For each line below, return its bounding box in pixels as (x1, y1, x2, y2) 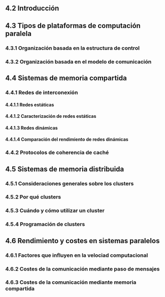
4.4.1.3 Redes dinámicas (5, 124, 58, 131)
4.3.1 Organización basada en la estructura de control (5, 44, 140, 51)
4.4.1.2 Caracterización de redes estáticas (5, 113, 96, 119)
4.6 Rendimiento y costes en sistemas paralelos (5, 236, 160, 245)
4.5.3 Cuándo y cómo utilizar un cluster (5, 207, 105, 214)
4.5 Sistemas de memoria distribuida (5, 164, 124, 173)
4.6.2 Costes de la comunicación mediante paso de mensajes (5, 265, 160, 272)
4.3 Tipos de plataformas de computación (5, 21, 141, 30)
